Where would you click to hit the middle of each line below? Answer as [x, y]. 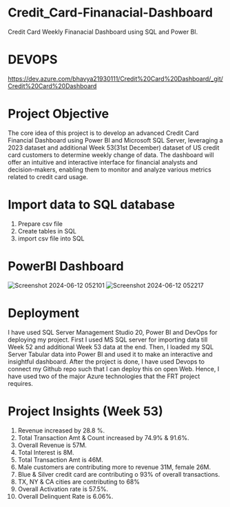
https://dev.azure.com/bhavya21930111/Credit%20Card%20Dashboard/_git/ [115, 79]
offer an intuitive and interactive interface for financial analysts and [103, 162]
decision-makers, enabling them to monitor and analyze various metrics [110, 169]
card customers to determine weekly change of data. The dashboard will [111, 155]
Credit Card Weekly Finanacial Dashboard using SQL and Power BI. [103, 32]
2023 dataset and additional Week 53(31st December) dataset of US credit [114, 147]
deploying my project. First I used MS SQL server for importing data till [108, 340]
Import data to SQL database [91, 205]
